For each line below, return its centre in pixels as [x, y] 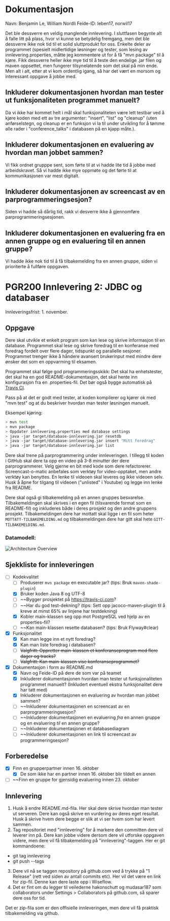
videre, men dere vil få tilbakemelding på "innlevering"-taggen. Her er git [89, 841]
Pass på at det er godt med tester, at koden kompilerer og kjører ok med [81, 398]
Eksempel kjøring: [24, 413]
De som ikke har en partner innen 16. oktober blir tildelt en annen [88, 774]
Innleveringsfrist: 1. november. [37, 312]
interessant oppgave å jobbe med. [41, 76]
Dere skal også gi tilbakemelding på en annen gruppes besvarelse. [75, 498]
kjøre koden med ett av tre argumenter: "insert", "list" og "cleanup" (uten [81, 118]
